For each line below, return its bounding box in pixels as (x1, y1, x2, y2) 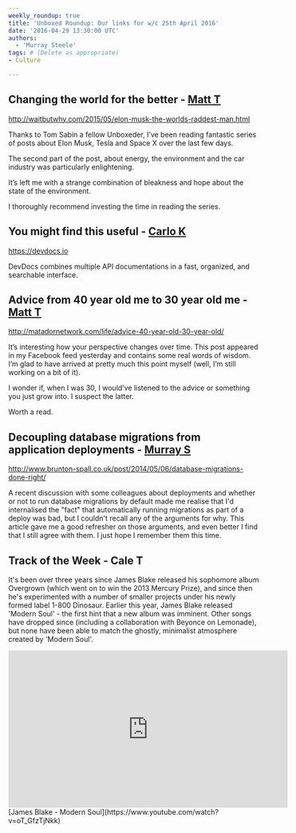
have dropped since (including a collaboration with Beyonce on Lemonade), (8, 617, 257, 627)
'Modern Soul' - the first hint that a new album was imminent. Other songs (8, 608, 252, 618)
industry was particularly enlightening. (8, 161, 134, 172)
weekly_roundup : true (8, 11, 81, 20)
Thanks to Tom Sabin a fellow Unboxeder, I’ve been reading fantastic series (8, 130, 257, 139)
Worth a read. (8, 407, 53, 416)
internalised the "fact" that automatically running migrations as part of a (8, 505, 244, 515)
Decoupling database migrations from (8, 430, 201, 444)
